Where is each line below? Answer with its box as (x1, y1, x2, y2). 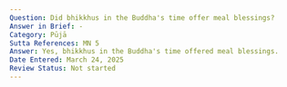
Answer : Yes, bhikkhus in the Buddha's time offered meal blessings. (9, 47, 280, 56)
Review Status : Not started (9, 64, 117, 73)
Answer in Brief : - (9, 22, 84, 31)
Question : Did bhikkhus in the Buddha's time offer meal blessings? (9, 13, 275, 23)
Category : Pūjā (9, 30, 67, 39)
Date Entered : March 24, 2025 (9, 55, 125, 64)
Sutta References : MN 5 (9, 38, 100, 48)
